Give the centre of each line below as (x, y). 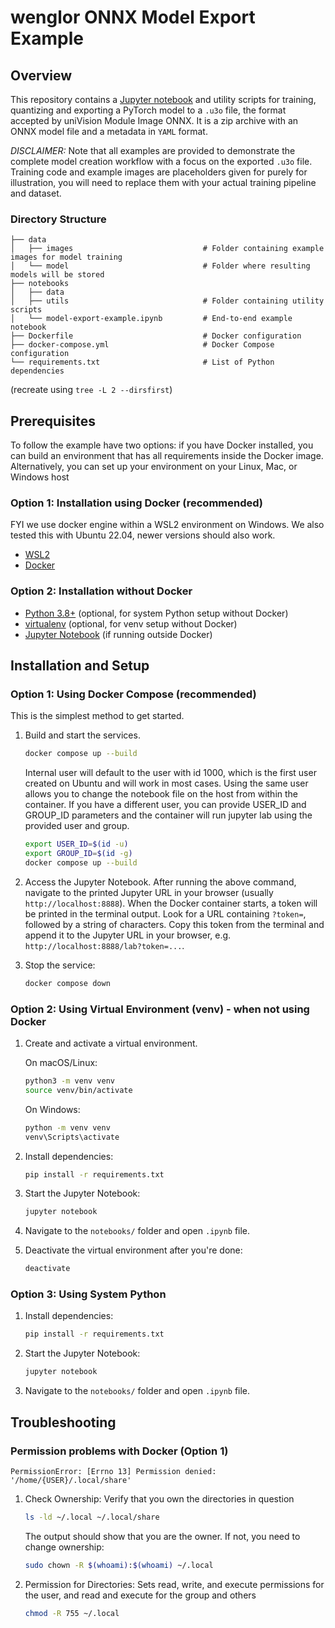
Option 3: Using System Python (88, 1294)
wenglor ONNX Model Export (133, 17)
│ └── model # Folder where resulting (160, 266)
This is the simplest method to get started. (97, 716)
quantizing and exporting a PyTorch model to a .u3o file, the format (148, 110)
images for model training (66, 257)
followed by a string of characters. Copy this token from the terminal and (174, 924)
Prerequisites (53, 421)
